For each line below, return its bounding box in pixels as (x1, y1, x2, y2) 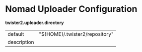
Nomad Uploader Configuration (5, 3, 138, 15)
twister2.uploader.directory (5, 20, 64, 26)
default (7, 30, 24, 37)
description (7, 38, 34, 45)
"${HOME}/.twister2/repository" (39, 30, 114, 37)
